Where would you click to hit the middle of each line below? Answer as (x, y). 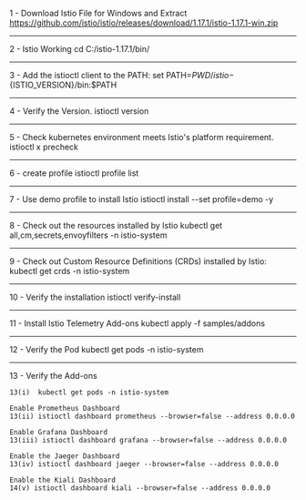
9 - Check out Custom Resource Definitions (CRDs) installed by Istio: (138, 261)
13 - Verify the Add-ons (53, 376)
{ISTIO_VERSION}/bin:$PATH (63, 85)
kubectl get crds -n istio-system (70, 271)
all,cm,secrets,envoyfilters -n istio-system (88, 235)
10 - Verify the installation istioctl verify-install (95, 297)
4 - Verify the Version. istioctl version (79, 111)
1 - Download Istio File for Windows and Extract (98, 13)
